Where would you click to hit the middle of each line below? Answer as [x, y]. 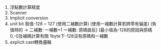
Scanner [18, 13]
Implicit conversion [29, 18]
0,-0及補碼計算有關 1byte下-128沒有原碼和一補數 [59, 36]
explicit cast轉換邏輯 [30, 42]
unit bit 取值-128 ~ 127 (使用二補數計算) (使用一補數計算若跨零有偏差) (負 [83, 24]
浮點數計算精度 [25, 7]
